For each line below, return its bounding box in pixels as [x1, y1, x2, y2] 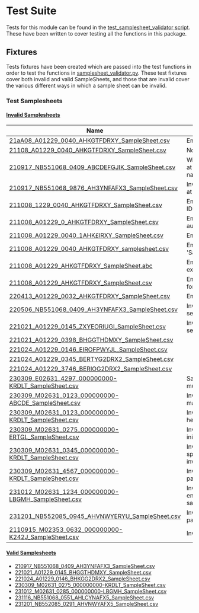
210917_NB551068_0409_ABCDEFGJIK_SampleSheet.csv [9, 163, 176, 171]
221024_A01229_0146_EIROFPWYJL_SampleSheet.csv [9, 345, 168, 353]
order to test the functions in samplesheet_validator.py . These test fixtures [6, 69, 187, 76]
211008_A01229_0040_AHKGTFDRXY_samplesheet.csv [9, 244, 169, 253]
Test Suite [6, 4, 57, 18]
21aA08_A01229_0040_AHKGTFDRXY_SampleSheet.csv [9, 136, 170, 145]
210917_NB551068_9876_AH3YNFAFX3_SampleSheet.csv [9, 184, 178, 192]
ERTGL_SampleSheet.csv [9, 433, 79, 441]
